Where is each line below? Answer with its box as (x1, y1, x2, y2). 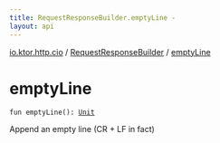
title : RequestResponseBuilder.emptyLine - (9, 13, 177, 23)
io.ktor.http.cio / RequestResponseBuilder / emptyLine (9, 46, 211, 57)
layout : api (9, 22, 54, 31)
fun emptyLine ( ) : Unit (9, 108, 95, 118)
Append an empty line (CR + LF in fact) (9, 124, 156, 135)
